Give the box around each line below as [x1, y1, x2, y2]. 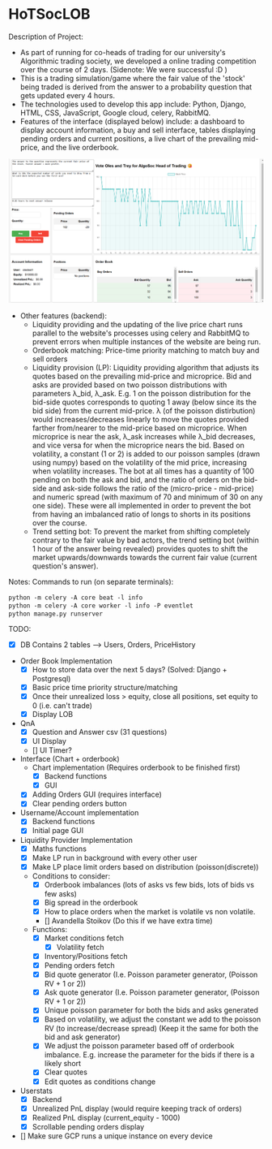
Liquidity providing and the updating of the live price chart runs [32, 319, 243, 329]
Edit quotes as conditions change [44, 1077, 156, 1086]
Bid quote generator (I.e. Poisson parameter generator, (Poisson [44, 970, 258, 979]
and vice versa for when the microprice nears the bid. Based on [32, 440, 245, 450]
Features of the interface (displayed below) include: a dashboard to [19, 116, 245, 126]
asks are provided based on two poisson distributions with [32, 379, 227, 390]
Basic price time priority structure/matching [32, 682, 178, 692]
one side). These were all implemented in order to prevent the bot [32, 500, 251, 510]
